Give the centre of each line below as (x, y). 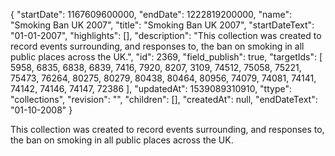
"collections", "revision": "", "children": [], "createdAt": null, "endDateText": (164, 99)
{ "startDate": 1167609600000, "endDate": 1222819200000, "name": (151, 14)
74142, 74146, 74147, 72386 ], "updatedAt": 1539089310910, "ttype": (151, 88)
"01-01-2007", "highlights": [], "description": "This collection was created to (166, 35)
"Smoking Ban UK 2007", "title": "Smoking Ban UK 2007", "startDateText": (162, 25)
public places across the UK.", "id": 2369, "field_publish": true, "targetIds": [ (166, 57)
